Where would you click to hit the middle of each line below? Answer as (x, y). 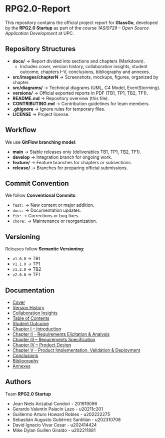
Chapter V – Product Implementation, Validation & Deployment (76, 350)
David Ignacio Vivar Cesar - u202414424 (54, 425)
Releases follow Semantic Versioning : (45, 249)
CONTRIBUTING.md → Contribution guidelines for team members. (81, 104)
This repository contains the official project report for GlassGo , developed (81, 23)
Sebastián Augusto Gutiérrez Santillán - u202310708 (66, 419)
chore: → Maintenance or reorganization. (55, 221)
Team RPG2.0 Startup (28, 394)
